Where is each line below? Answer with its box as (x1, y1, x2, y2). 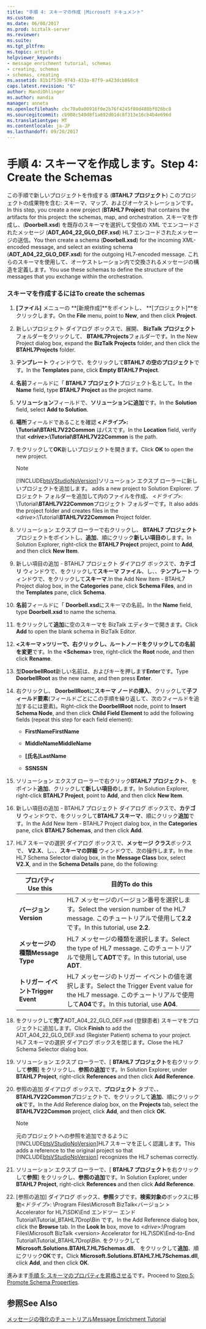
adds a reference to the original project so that (15, 1147, 133, 1154)
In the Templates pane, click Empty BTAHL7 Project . (26, 366, 160, 374)
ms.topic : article (7, 49, 54, 55)
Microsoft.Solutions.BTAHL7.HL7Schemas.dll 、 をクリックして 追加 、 (15, 1244, 194, 1252)
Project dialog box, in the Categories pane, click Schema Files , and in (15, 582, 193, 589)
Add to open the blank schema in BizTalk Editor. (15, 628, 137, 635)
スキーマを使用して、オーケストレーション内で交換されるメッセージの (17, 258, 194, 266)
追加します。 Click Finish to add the (42, 1025, 131, 1032)
